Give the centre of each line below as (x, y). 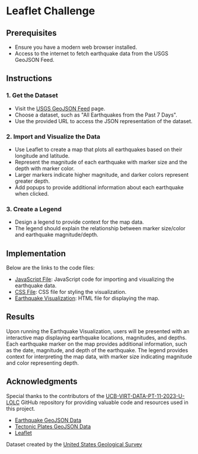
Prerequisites (31, 33)
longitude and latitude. (42, 155)
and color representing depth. (42, 363)
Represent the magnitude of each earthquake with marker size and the (101, 162)
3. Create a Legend (34, 209)
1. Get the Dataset (32, 95)
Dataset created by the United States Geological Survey (74, 444)
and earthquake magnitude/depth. (57, 235)
